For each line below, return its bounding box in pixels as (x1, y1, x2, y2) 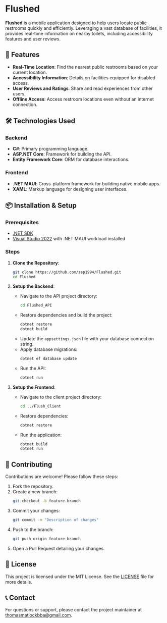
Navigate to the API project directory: (20, 293, 97, 299)
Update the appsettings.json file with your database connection (20, 336, 154, 342)
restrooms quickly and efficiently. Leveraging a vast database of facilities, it (5, 25, 162, 31)
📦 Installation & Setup (5, 201, 77, 210)
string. (20, 341, 34, 347)
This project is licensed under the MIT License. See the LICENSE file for (5, 574, 154, 580)
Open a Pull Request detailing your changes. (12, 545, 105, 551)
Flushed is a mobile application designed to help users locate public (5, 20, 147, 26)
